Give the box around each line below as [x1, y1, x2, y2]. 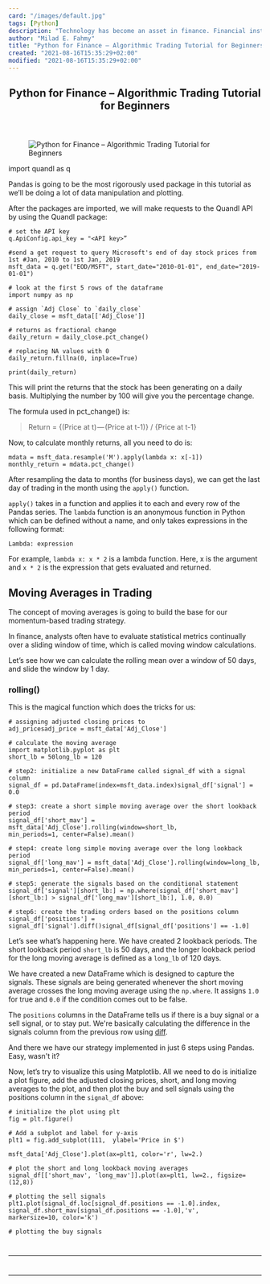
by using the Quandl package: [8, 212, 108, 222]
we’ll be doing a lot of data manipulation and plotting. [8, 188, 184, 198]
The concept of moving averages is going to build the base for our [8, 607, 228, 617]
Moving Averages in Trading [8, 586, 153, 599]
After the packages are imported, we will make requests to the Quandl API [8, 204, 253, 213]
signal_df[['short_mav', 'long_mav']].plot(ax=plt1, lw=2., [8, 1171, 215, 1179]
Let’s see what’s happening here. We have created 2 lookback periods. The [8, 936, 257, 946]
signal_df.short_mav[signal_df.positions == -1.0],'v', [8, 1207, 199, 1215]
